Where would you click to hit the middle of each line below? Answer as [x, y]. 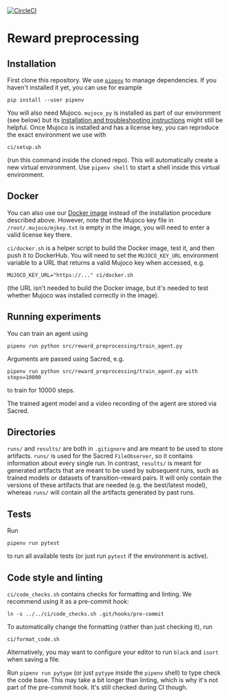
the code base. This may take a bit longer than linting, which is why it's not [113, 680]
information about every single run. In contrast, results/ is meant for [104, 463]
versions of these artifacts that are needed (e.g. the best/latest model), [107, 485]
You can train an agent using [47, 333]
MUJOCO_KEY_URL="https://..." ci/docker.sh [70, 275]
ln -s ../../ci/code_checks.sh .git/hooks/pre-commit [86, 614]
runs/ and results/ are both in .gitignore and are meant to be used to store [115, 449]
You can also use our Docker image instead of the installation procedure [109, 212]
